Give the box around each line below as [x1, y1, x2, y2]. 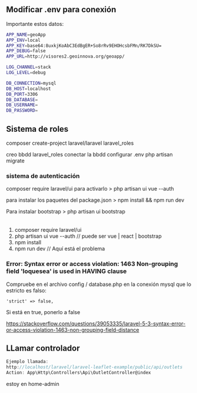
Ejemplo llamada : [6, 359, 49, 365]
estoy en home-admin [6, 381, 60, 388]
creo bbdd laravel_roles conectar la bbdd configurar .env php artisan [6, 151, 173, 158]
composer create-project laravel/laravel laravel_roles [6, 139, 134, 146]
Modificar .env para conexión [6, 5, 116, 15]
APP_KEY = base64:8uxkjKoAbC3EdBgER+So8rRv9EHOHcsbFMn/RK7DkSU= [6, 42, 162, 49]
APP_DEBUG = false [6, 48, 46, 54]
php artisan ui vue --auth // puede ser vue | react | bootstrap [14, 232, 162, 239]
